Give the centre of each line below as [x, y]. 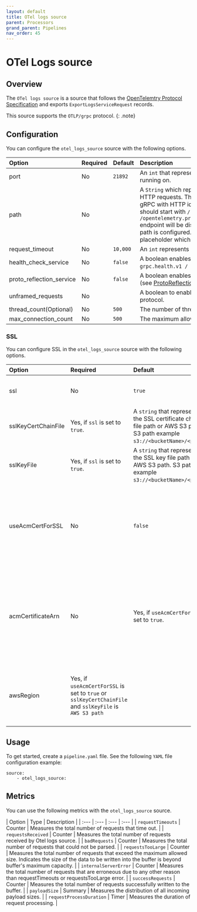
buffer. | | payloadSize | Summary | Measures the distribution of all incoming [98, 890]
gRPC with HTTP [163, 204]
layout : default [26, 11]
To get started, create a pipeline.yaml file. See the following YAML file [89, 756]
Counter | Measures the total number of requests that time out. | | [85, 828]
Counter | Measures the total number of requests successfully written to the [98, 884]
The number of [160, 309]
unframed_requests [36, 296]
